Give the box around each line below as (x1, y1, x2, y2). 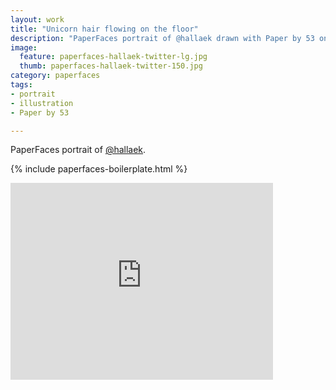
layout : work (10, 14, 65, 25)
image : (10, 42, 38, 53)
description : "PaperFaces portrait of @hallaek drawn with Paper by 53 (10, 33, 315, 43)
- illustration (10, 98, 74, 108)
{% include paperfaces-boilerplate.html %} (10, 163, 188, 175)
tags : (10, 80, 33, 90)
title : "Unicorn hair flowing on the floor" (10, 24, 199, 34)
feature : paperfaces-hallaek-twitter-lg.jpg (19, 52, 208, 62)
